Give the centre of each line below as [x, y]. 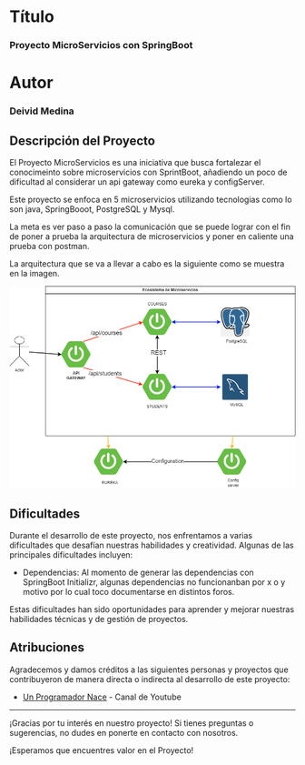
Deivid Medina [42, 111]
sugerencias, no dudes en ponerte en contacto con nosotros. [124, 732]
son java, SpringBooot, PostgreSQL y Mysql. [92, 209]
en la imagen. [35, 274]
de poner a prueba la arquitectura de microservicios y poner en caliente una [152, 237]
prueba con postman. [49, 247]
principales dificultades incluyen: [71, 555]
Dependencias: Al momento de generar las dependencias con [138, 573]
